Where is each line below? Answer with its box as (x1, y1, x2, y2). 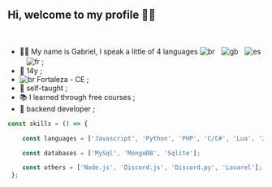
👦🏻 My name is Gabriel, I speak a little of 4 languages (19, 46, 198, 56)
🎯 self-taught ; (19, 83, 68, 93)
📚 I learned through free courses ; (19, 92, 136, 102)
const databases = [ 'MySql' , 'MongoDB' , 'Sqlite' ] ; (22, 149, 201, 157)
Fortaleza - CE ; (37, 74, 89, 84)
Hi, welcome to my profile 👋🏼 (7, 8, 156, 22)
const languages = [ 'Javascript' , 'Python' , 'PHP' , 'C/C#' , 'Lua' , (22, 134, 255, 142)
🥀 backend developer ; (19, 103, 95, 114)
